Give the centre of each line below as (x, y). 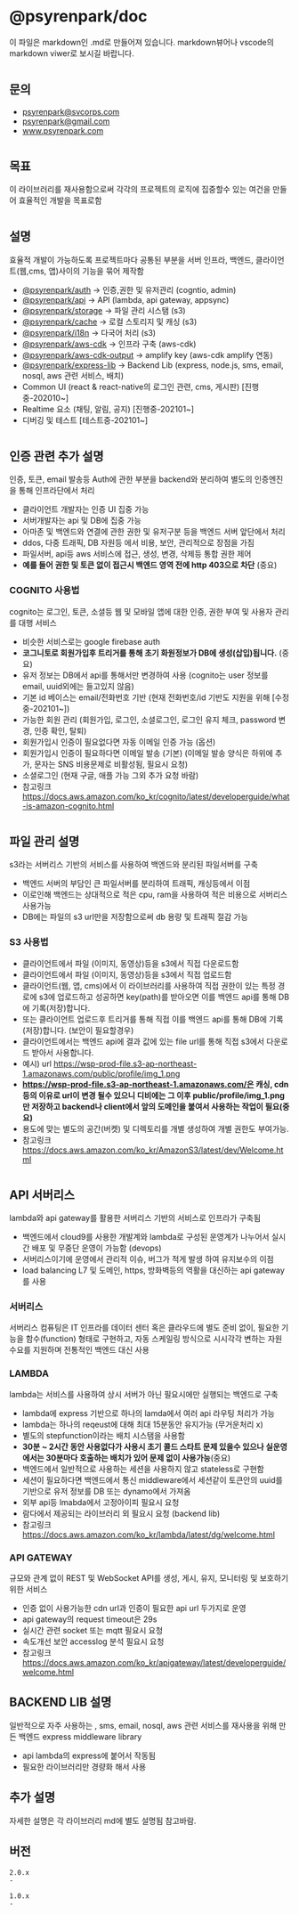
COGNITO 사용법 (44, 590)
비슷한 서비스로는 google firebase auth (91, 641)
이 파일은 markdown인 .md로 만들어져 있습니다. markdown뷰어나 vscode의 (141, 42)
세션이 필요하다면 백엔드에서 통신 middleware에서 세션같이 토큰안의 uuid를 (152, 1479)
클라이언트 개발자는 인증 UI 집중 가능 (85, 509)
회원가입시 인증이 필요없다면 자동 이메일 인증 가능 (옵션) (119, 742)
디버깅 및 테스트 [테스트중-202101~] (85, 419)
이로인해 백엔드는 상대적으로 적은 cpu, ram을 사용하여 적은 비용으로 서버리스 (154, 895)
